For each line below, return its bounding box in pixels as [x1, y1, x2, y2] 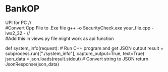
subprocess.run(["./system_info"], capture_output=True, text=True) [5, 50, 145, 56]
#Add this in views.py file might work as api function [5, 35, 115, 41]
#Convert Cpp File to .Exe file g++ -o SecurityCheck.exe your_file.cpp [5, 24, 151, 30]
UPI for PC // [5, 19, 32, 25]
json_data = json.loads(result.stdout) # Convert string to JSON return [5, 55, 149, 61]
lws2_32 [5, 30, 23, 36]
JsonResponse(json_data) [5, 61, 60, 67]
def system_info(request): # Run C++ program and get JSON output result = [5, 45, 164, 51]
